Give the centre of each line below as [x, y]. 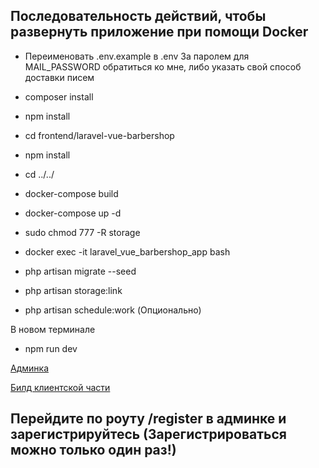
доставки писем [59, 77]
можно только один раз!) [93, 450]
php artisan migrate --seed [80, 271]
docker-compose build [71, 193]
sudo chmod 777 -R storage [82, 232]
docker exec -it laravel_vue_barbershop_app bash [127, 251]
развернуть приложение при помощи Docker [159, 32]
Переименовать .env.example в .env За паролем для [137, 56]
